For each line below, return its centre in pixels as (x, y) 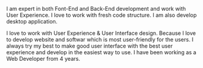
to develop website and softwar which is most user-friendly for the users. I (100, 39)
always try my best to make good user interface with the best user (90, 46)
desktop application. (32, 21)
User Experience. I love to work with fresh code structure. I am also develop (101, 15)
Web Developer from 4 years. (43, 59)
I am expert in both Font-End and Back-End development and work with (96, 9)
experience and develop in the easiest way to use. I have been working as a (101, 52)
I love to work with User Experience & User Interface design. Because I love (101, 33)
